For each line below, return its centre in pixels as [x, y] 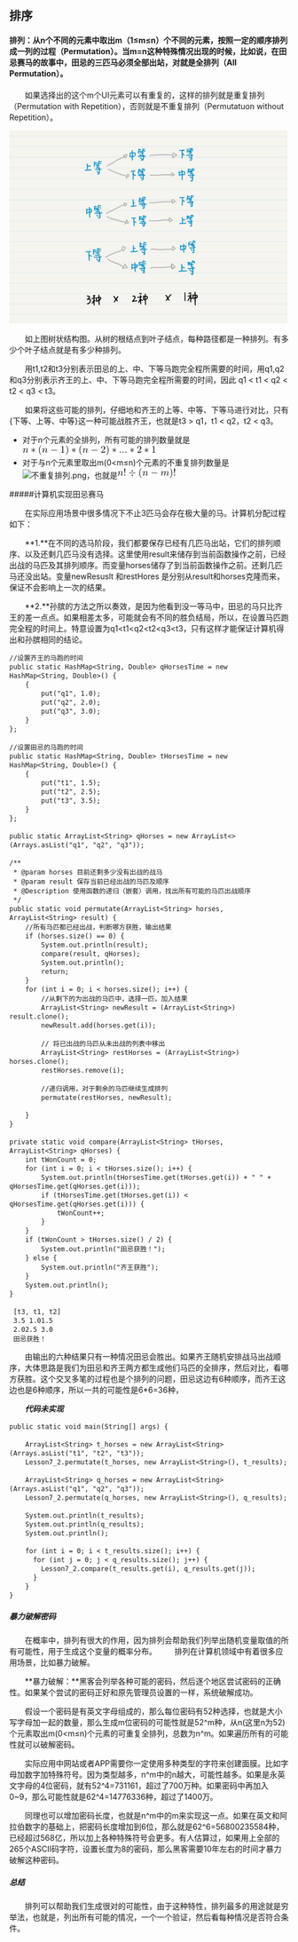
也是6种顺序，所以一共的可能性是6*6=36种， [100, 1390]
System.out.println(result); [95, 945]
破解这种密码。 [36, 1860]
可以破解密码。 [52, 1745]
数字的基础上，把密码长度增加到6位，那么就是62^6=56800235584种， [154, 1827]
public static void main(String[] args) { [89, 1427]
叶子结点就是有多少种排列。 [75, 350]
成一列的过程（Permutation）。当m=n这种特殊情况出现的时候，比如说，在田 [148, 51]
